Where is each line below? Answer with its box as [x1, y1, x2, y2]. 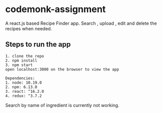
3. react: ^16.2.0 [5, 89, 44, 94]
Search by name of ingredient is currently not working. [5, 102, 119, 108]
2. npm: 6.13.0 [5, 84, 38, 89]
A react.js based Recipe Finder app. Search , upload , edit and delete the [5, 20, 157, 26]
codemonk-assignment [5, 4, 106, 15]
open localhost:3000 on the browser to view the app [5, 67, 119, 72]
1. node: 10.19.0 [5, 80, 42, 85]
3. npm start [5, 62, 33, 68]
